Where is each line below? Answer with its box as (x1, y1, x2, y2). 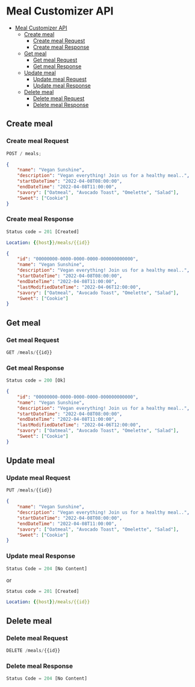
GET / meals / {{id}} (6, 349, 52, 356)
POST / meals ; (6, 150, 42, 156)
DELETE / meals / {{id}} (6, 647, 61, 653)
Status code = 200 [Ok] (6, 377, 66, 384)
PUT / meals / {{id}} (6, 487, 52, 493)
